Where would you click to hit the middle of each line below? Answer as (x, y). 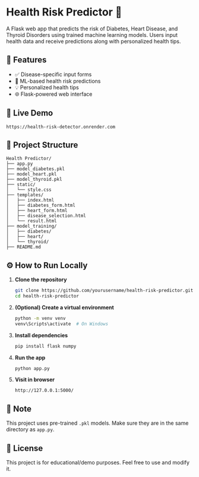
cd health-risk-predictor (47, 296)
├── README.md (24, 247)
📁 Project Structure (42, 145)
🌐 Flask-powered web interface (53, 94)
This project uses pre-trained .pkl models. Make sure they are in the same (97, 423)
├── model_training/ (32, 226)
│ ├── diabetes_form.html (41, 205)
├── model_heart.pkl (32, 174)
